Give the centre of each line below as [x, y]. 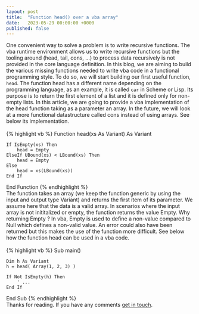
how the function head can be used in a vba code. [68, 238]
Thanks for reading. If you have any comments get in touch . [80, 305]
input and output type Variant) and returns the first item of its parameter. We [99, 200]
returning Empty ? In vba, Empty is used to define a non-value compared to [99, 219]
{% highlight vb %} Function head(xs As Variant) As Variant [79, 134]
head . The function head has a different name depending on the [84, 83]
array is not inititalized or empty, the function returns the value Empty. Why [98, 213]
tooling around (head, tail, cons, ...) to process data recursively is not [91, 58]
